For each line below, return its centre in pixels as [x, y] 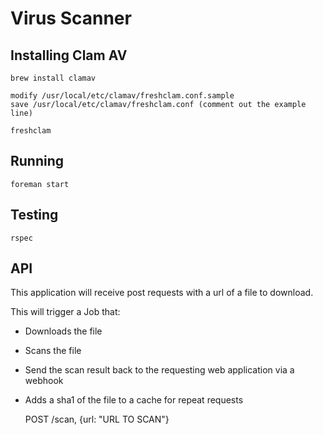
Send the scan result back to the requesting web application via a [159, 370]
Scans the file [53, 351]
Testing [34, 215]
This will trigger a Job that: [65, 312]
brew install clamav [53, 78]
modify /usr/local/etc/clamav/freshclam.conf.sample [122, 96]
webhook [44, 381]
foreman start [40, 184]
